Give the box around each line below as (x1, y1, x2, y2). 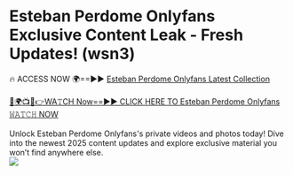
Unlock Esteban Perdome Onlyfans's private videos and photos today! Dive (9, 128, 284, 139)
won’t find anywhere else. (9, 147, 104, 157)
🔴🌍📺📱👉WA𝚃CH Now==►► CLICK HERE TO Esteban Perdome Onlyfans (9, 95, 281, 107)
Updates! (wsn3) (9, 44, 136, 64)
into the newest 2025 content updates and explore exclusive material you (9, 137, 278, 148)
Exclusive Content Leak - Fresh (9, 25, 244, 45)
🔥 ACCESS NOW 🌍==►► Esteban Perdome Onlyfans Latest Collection (9, 73, 271, 84)
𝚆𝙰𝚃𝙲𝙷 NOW (9, 109, 59, 119)
